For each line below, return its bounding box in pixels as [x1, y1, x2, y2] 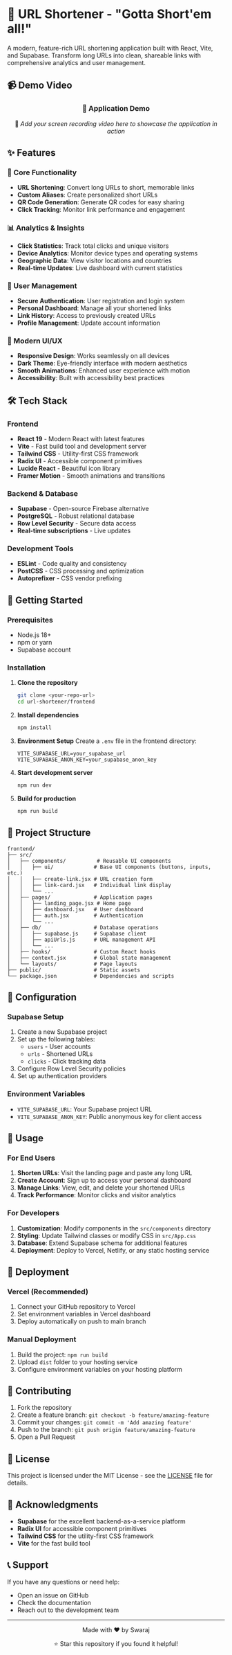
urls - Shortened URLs [27, 1050, 93, 1058]
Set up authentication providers [17, 1072, 107, 1080]
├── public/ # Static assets [7, 966, 140, 974]
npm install [17, 724, 52, 731]
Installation [7, 663, 46, 672]
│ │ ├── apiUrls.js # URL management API [7, 936, 156, 943]
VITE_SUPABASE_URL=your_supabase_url [17, 751, 126, 758]
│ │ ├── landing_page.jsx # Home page [7, 900, 131, 906]
